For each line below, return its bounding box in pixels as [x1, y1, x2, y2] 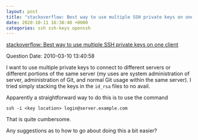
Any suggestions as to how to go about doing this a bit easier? [6, 127, 157, 134]
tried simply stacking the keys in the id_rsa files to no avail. [6, 83, 150, 90]
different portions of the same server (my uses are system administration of [6, 70, 190, 77]
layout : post [6, 8, 38, 15]
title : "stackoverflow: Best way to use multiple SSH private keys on [6, 14, 183, 20]
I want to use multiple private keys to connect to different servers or [6, 64, 171, 71]
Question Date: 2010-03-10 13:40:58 [6, 52, 95, 59]
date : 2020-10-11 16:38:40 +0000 [6, 19, 88, 25]
